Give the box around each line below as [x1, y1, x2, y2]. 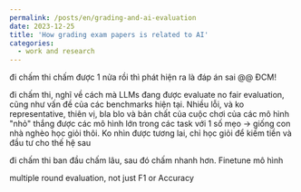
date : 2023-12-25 [9, 22, 75, 31]
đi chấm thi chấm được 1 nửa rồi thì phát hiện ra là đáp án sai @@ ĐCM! [9, 72, 277, 82]
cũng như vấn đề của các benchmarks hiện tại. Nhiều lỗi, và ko [9, 99, 245, 110]
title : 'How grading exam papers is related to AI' [9, 30, 209, 39]
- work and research [17, 47, 95, 56]
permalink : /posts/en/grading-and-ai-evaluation [9, 13, 197, 23]
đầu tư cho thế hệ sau [9, 138, 92, 149]
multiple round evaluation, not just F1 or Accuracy [9, 173, 195, 184]
